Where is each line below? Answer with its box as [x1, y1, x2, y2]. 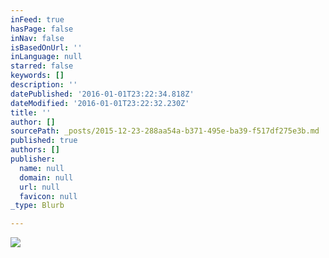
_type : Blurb [10, 201, 65, 211]
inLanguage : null [10, 52, 83, 62]
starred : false [10, 61, 74, 71]
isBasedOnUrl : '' [10, 42, 83, 53]
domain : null [19, 172, 74, 183]
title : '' [10, 107, 52, 118]
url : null [19, 182, 60, 192]
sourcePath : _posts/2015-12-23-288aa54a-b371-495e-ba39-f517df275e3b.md [10, 126, 320, 136]
